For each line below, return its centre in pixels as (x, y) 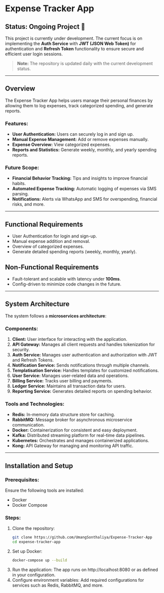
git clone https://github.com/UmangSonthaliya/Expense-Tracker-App (82, 537)
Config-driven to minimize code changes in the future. (67, 284)
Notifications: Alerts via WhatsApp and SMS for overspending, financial (85, 199)
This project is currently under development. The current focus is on (74, 38)
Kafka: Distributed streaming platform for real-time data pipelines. (79, 435)
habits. (19, 184)
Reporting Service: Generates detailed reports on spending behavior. (82, 391)
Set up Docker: (27, 551)
